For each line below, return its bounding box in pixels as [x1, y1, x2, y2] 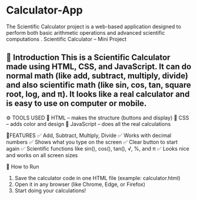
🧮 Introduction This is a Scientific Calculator [6, 52, 171, 62]
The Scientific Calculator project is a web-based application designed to [6, 23, 181, 30]
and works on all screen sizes [6, 151, 78, 159]
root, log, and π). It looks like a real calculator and [6, 89, 190, 99]
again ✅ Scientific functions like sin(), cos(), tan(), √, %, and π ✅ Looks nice [6, 145, 189, 152]
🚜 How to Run [6, 163, 39, 170]
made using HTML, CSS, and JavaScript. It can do [6, 62, 192, 72]
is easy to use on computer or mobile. [6, 98, 147, 109]
